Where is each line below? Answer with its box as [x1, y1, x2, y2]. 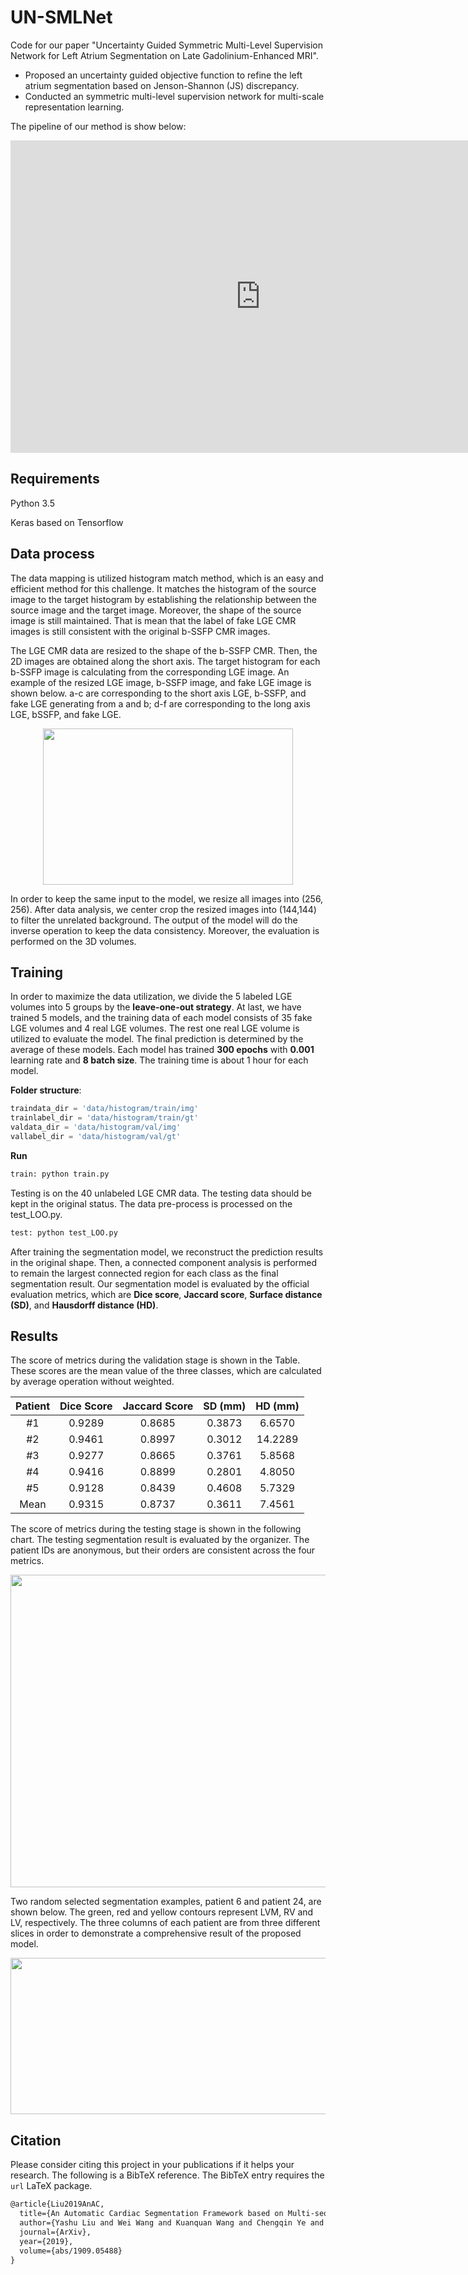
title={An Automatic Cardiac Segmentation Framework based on [19, 2209, 284, 2219]
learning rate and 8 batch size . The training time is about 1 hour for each [10, 1054, 309, 1066]
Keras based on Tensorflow [10, 516, 124, 528]
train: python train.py [10, 1169, 110, 1179]
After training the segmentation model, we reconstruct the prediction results [10, 1246, 324, 1258]
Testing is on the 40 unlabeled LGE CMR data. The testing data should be [10, 1187, 313, 1199]
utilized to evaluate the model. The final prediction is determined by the [10, 1033, 304, 1045]
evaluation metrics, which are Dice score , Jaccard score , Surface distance [10, 1288, 323, 1300]
